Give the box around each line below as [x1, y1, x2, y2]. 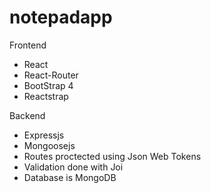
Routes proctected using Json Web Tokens [23, 150, 202, 162]
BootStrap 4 [23, 79, 74, 91]
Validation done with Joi [23, 161, 124, 173]
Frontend [9, 39, 47, 51]
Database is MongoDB [23, 171, 117, 183]
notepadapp [9, 6, 113, 29]
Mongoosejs [23, 139, 76, 151]
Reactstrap [23, 90, 69, 102]
